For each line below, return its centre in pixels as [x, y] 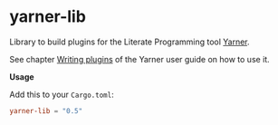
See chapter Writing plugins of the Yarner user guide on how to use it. [139, 59]
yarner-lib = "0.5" [46, 111]
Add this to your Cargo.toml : [62, 94]
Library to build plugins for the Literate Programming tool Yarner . [130, 42]
